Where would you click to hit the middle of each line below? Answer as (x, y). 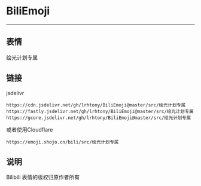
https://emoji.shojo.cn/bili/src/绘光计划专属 (63, 142)
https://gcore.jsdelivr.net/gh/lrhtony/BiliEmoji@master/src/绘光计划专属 (99, 118)
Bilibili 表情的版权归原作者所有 (43, 177)
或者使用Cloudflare (30, 129)
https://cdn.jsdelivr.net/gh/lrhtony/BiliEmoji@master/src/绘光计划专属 (96, 105)
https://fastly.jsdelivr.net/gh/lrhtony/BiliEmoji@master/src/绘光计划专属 (100, 111)
